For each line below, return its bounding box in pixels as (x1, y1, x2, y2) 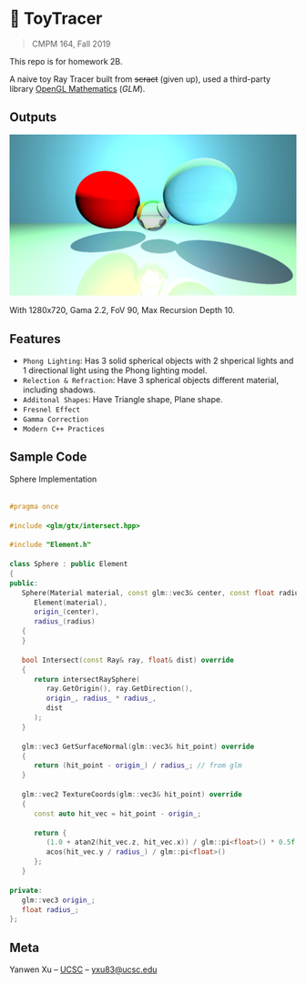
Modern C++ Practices (22, 425, 105, 434)
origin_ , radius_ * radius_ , (46, 694, 157, 704)
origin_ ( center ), (33, 607, 100, 617)
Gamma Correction (22, 415, 89, 424)
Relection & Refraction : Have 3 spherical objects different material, (22, 375, 280, 386)
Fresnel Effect (22, 405, 81, 415)
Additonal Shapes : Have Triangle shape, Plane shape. (22, 394, 223, 405)
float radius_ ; (21, 905, 79, 914)
